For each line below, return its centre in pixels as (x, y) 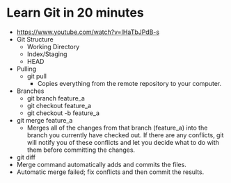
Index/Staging (47, 54)
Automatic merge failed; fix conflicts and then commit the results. (110, 172)
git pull (37, 76)
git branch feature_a (56, 98)
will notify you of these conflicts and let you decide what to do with (123, 142)
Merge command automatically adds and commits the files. (102, 164)
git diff (26, 157)
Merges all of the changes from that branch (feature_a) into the (117, 128)
